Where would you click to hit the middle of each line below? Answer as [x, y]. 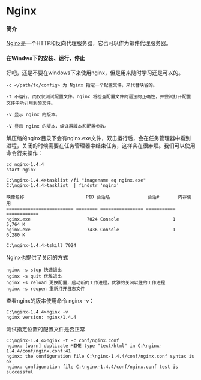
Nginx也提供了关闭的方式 [37, 257]
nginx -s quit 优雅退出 [34, 276]
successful [20, 372]
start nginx [21, 170]
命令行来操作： [25, 153]
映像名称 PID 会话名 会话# [83, 197]
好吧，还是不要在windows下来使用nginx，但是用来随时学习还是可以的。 [95, 73]
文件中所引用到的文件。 [31, 103]
